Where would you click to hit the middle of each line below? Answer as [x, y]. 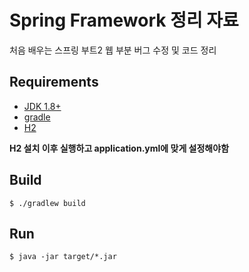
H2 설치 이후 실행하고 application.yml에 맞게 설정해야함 [119, 148]
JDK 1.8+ [42, 106]
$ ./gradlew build [47, 203]
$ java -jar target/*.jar [63, 257]
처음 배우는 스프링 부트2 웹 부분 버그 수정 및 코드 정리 [113, 50]
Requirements [54, 82]
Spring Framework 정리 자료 [124, 20]
